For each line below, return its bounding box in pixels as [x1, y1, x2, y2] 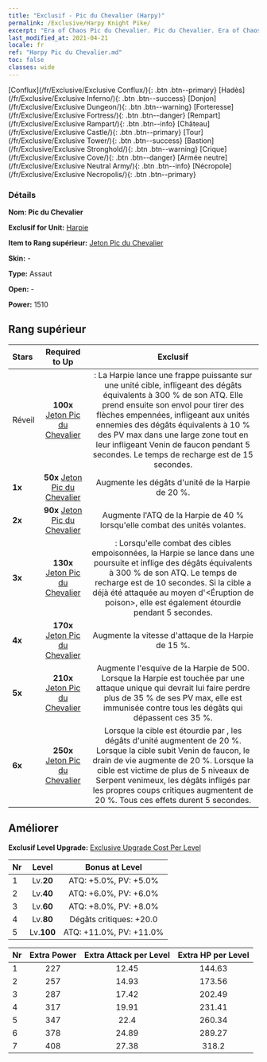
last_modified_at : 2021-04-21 [8, 33, 109, 42]
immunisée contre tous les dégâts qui [103, 702, 243, 713]
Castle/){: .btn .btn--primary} [87, 127, 182, 137]
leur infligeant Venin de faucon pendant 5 [95, 438, 250, 450]
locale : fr [8, 41, 44, 49]
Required [45, 346, 81, 357]
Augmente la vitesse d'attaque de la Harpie [92, 629, 254, 640]
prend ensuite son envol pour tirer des [102, 399, 245, 410]
